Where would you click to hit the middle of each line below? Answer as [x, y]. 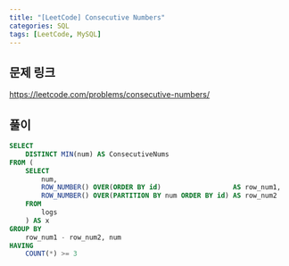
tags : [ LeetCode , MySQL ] [55, 34]
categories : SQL [39, 26]
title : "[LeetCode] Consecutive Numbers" [87, 17]
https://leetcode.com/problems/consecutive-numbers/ [110, 95]
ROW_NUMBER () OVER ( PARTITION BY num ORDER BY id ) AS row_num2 [159, 196]
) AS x [37, 220]
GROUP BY [25, 229]
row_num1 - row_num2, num [74, 237]
